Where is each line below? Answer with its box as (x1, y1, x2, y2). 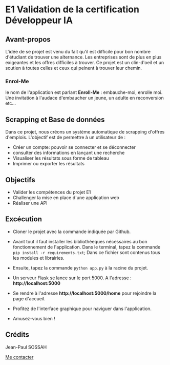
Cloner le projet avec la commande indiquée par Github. (12, 228, 131, 235)
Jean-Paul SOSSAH (5, 344, 47, 350)
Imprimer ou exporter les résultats (12, 161, 84, 167)
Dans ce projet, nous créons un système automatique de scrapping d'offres (5, 129, 165, 135)
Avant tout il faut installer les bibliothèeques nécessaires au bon (12, 238, 147, 244)
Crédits (5, 330, 30, 339)
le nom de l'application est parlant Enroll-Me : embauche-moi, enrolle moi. (5, 89, 163, 95)
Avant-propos (5, 35, 51, 44)
